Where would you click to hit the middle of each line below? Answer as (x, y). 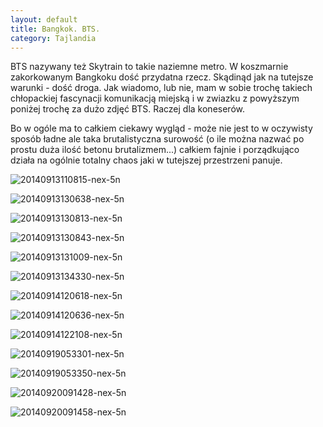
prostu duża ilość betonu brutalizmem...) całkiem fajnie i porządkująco (155, 150)
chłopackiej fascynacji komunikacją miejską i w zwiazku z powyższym (155, 98)
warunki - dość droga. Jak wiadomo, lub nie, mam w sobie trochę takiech (161, 88)
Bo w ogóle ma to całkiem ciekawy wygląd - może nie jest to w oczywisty (161, 128)
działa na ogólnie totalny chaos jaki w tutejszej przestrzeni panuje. (146, 160)
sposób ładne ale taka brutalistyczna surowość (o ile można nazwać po (157, 139)
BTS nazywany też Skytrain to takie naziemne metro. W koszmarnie (149, 67)
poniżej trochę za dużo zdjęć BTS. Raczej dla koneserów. (127, 109)
